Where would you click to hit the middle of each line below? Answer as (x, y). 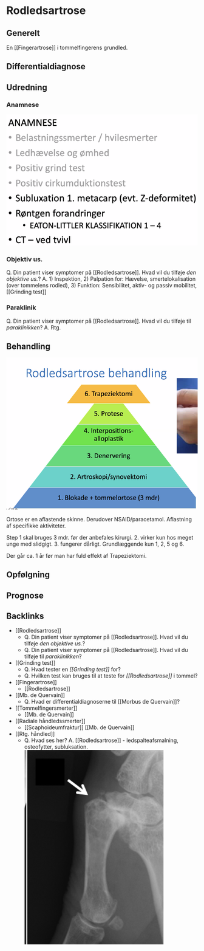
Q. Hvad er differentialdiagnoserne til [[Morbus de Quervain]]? (102, 702)
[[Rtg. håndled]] (35, 734)
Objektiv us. (25, 259)
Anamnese (23, 105)
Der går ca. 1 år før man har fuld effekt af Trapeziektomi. (76, 555)
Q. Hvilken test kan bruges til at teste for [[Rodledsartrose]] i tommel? (111, 676)
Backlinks (25, 616)
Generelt (23, 33)
